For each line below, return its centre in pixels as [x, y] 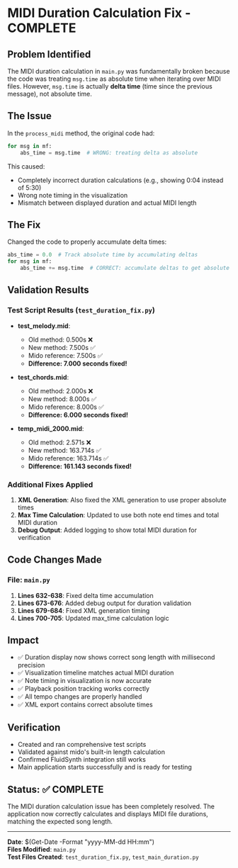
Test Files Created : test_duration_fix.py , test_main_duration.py [103, 857]
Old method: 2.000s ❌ [61, 390]
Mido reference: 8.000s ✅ [66, 407]
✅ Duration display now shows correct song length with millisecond [116, 658]
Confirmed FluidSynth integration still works [82, 760]
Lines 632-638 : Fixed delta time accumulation [85, 595]
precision [31, 665]
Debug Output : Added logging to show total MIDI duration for [107, 530]
